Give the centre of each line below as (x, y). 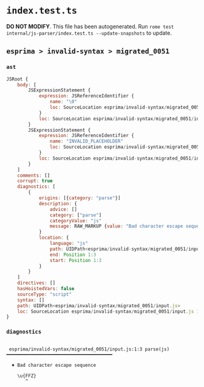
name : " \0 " (63, 102)
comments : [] (34, 176)
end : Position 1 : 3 (73, 255)
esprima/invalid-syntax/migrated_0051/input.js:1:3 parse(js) (89, 349)
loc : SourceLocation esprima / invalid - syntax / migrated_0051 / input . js (106, 311)
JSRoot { (17, 79)
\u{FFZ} (27, 376)
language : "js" (69, 243)
